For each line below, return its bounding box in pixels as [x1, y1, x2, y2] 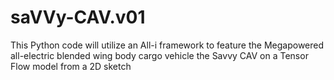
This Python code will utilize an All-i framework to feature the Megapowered [10, 39, 325, 51]
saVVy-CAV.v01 [10, 6, 146, 29]
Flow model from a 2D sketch [10, 60, 132, 72]
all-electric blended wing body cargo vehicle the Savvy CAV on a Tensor [10, 49, 309, 61]
